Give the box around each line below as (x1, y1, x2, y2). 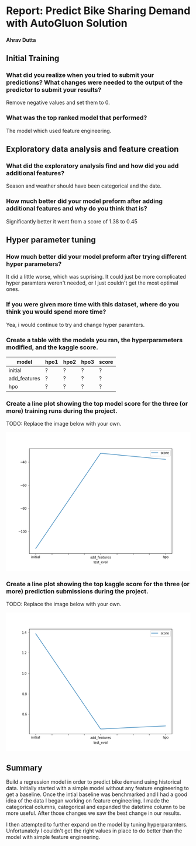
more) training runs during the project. (6, 407, 118, 415)
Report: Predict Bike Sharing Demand (6, 4, 191, 18)
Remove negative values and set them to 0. (6, 99, 110, 106)
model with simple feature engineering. (6, 834, 101, 841)
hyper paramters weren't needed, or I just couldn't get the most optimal (6, 279, 178, 286)
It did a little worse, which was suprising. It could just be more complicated (6, 273, 186, 280)
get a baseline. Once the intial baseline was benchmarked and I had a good (6, 791, 187, 798)
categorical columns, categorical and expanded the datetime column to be (6, 804, 185, 811)
